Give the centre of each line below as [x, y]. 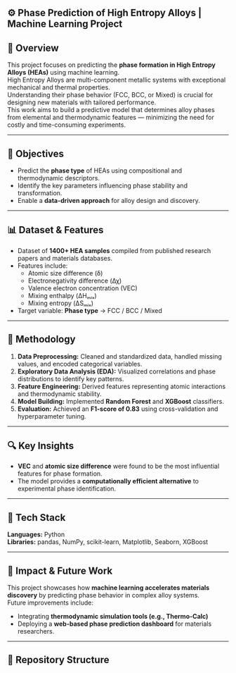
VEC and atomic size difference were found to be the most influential [118, 467]
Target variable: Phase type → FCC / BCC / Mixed [90, 310]
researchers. [36, 631]
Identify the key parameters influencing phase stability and [103, 186]
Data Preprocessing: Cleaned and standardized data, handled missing [120, 356]
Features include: [42, 266]
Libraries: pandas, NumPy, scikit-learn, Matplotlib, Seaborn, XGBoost [108, 542]
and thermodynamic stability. [59, 394]
